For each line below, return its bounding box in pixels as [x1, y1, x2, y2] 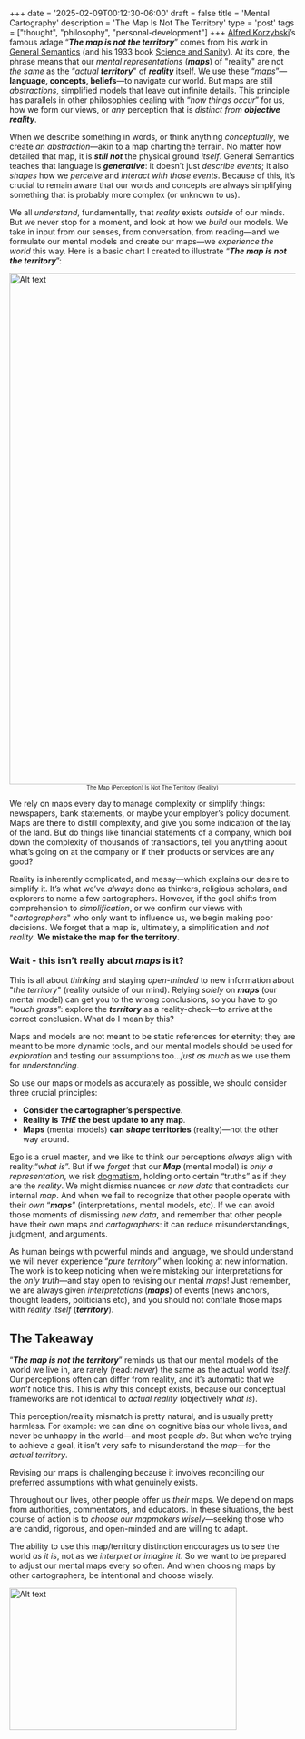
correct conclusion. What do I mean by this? [9, 1013, 174, 1025]
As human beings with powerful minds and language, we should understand [9, 1247, 294, 1257]
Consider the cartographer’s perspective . [22, 1105, 183, 1116]
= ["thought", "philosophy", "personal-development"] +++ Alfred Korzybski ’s [9, 27, 296, 37]
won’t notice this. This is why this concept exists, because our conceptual [9, 1384, 286, 1395]
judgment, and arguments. [9, 1228, 109, 1239]
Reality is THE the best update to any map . [22, 1115, 186, 1126]
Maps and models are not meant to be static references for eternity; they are [9, 1031, 296, 1042]
